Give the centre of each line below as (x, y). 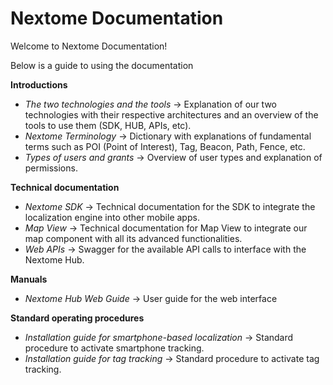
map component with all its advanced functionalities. (133, 238)
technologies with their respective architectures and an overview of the (171, 114)
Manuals (29, 279)
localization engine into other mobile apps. (112, 217)
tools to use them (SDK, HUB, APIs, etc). (108, 125)
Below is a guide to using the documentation (102, 65)
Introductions (39, 84)
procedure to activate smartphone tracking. (114, 348)
